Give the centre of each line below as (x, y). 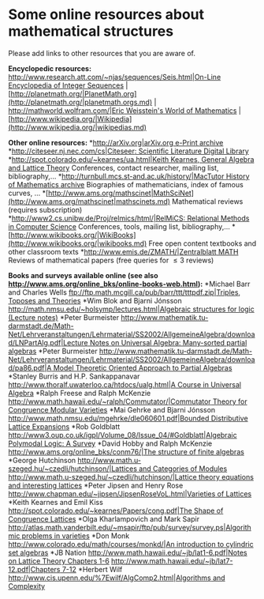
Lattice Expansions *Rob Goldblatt (64, 426)
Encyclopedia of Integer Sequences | (68, 85)
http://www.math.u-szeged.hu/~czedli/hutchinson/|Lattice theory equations (131, 477)
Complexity (27, 586)
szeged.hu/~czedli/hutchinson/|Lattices (73, 469)
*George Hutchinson (42, 460)
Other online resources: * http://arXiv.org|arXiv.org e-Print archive (116, 142)
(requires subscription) (45, 209)
